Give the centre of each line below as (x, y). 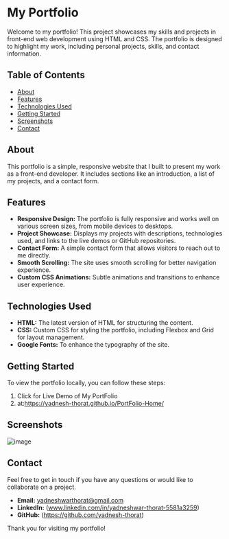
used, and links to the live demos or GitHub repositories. (96, 241)
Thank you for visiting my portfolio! (57, 528)
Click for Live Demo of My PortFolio (67, 396)
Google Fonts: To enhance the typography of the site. (93, 345)
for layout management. (51, 337)
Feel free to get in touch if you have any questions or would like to (100, 479)
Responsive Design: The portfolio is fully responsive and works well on (118, 219)
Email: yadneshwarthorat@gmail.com (70, 500)
